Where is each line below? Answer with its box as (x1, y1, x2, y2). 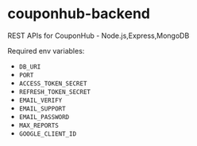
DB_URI (18, 62, 41, 71)
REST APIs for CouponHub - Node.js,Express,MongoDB (7, 31, 190, 40)
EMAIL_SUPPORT (18, 104, 66, 113)
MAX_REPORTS (18, 122, 59, 129)
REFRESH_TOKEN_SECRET (18, 88, 91, 95)
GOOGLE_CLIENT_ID (18, 129, 77, 138)
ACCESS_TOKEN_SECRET (18, 80, 87, 88)
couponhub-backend (7, 5, 150, 23)
